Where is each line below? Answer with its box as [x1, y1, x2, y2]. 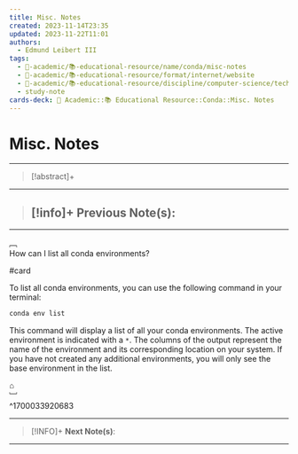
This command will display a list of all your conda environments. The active [9, 325, 284, 335]
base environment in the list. [9, 363, 113, 373]
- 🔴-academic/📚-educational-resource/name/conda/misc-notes [17, 63, 247, 72]
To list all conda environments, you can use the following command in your [9, 283, 282, 294]
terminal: [9, 292, 42, 302]
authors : [9, 37, 42, 47]
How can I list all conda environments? [9, 248, 151, 259]
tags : [9, 54, 29, 63]
